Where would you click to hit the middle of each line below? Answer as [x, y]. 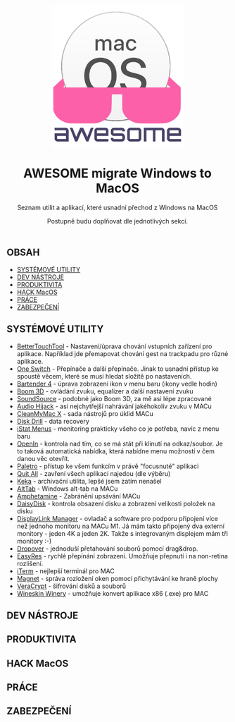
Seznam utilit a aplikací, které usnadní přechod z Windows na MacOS [118, 208]
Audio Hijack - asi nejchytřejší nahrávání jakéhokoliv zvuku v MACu [114, 406]
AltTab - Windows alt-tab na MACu [67, 489]
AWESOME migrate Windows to [118, 173]
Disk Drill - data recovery [53, 421]
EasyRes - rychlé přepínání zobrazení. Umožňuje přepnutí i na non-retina [122, 556]
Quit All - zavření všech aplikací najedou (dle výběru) [94, 473]
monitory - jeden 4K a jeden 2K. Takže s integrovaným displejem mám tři [122, 533]
